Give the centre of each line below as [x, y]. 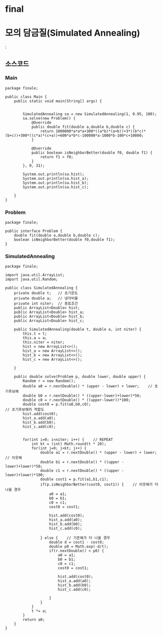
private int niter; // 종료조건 [46, 304]
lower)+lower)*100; [25, 475]
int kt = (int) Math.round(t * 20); [69, 444]
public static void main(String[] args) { [58, 101]
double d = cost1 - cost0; [77, 542]
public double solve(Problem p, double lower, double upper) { [80, 377]
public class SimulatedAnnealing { [41, 288]
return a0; [34, 620]
